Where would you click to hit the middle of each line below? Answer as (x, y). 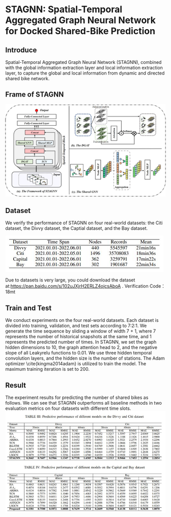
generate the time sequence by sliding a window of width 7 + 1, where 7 (81, 331)
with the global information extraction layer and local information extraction (84, 68)
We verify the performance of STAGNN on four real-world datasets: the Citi (84, 223)
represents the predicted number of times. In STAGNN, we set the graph (81, 342)
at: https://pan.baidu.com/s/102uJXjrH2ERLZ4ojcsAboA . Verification (77, 286)
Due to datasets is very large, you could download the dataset (70, 280)
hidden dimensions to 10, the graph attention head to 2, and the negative (81, 347)
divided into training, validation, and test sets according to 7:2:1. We (76, 326)
